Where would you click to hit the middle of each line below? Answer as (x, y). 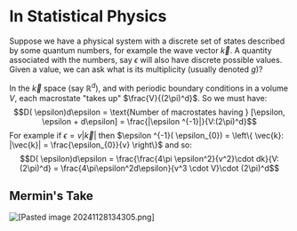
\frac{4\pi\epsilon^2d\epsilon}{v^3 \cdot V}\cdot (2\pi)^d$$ (170, 168)
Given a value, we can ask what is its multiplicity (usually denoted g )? (136, 69)
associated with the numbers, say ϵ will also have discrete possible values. (146, 60)
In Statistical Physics (88, 16)
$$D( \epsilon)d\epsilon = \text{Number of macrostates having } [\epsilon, (149, 112)
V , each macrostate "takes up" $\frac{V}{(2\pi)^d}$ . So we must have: (138, 98)
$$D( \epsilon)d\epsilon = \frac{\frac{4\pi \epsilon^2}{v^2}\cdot (137, 158)
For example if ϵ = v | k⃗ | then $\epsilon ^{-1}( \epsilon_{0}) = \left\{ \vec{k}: (147, 135)
